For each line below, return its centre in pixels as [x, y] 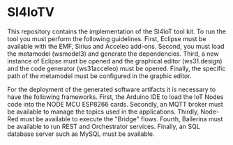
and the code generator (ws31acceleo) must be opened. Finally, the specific [116, 68]
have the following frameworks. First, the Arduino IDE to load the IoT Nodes [115, 97]
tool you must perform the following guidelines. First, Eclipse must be [107, 38]
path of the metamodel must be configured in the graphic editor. [99, 76]
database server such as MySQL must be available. [81, 134]
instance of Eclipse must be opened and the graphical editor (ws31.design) [115, 61]
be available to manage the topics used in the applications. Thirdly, [103, 112]
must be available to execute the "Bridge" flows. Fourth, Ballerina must [121, 119]
